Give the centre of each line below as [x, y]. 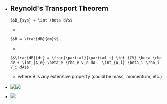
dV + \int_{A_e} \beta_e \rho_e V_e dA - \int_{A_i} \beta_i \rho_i [85, 63]
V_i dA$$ [19, 67]
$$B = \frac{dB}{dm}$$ [34, 39]
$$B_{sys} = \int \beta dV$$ [41, 20]
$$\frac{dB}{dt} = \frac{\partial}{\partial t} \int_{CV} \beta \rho [86, 58]
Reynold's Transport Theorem [59, 8]
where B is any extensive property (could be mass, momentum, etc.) [90, 76]
